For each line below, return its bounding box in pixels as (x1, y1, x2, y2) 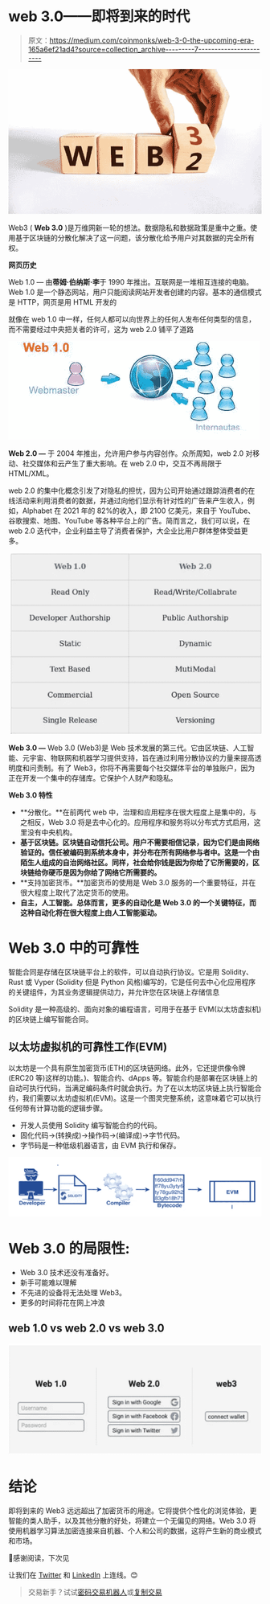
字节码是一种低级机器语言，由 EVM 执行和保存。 (19, 1140, 181, 1150)
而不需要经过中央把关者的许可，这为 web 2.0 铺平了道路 (8, 325, 194, 334)
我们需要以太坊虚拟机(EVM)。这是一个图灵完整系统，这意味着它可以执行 (22, 1093, 261, 1102)
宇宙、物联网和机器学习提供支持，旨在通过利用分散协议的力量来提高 (29, 753, 255, 762)
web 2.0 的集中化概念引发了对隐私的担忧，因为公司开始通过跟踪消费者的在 (8, 486, 256, 495)
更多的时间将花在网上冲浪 (19, 1298, 105, 1307)
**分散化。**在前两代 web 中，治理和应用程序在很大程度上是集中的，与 (19, 807, 257, 817)
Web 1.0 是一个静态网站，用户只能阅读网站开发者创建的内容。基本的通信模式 (8, 287, 262, 297)
